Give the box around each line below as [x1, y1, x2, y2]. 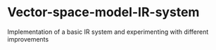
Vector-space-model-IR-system [7, 4, 200, 20]
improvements [7, 35, 49, 43]
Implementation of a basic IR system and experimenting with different [7, 27, 209, 36]
